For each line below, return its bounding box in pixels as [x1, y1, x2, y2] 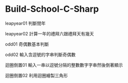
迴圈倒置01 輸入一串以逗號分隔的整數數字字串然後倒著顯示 [5, 62, 123, 68]
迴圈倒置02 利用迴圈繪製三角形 [5, 72, 68, 78]
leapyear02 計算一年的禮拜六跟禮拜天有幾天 [5, 30, 95, 36]
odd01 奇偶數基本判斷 [5, 41, 49, 47]
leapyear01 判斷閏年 [5, 20, 46, 26]
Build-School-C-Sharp [5, 3, 99, 15]
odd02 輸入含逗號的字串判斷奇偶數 [5, 52, 76, 57]
